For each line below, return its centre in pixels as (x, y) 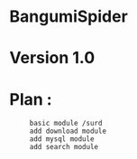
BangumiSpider (68, 17)
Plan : (31, 99)
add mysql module (62, 139)
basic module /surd (66, 124)
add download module (68, 131)
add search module (64, 147)
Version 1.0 (52, 58)
